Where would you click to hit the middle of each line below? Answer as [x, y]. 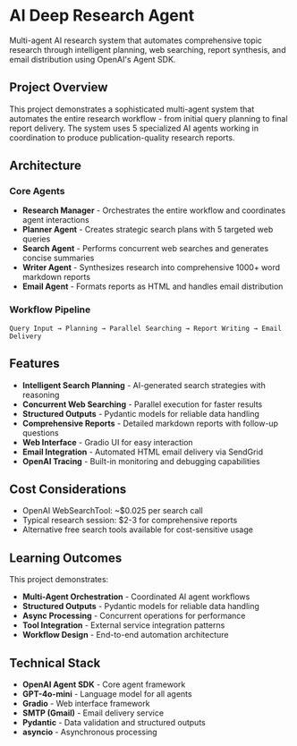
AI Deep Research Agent [102, 16]
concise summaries [58, 258]
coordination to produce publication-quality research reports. [122, 137]
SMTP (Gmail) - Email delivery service [93, 713]
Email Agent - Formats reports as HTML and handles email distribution [153, 286]
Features [34, 364]
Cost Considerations [68, 489]
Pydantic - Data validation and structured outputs [114, 722]
